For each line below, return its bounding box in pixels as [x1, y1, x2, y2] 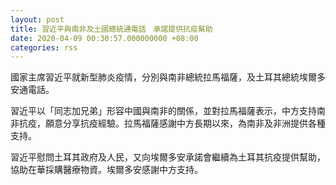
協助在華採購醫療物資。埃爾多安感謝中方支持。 [10, 164, 203, 176]
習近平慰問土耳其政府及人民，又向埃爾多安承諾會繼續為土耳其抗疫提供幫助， [10, 151, 326, 163]
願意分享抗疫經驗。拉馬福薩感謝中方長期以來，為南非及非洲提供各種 [44, 117, 326, 130]
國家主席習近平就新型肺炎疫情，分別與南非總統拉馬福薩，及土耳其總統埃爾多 [10, 71, 326, 83]
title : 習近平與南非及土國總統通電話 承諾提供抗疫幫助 [10, 24, 213, 34]
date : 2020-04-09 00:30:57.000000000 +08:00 [10, 33, 199, 43]
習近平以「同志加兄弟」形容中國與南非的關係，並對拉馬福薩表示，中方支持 [10, 105, 317, 117]
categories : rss [10, 42, 78, 53]
